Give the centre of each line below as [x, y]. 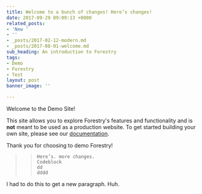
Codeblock [49, 162]
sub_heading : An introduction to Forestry [61, 52]
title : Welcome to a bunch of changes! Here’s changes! [79, 12]
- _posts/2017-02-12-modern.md [46, 40]
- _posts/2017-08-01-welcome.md [48, 47]
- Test [15, 75]
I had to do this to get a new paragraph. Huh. [63, 184]
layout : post [23, 80]
